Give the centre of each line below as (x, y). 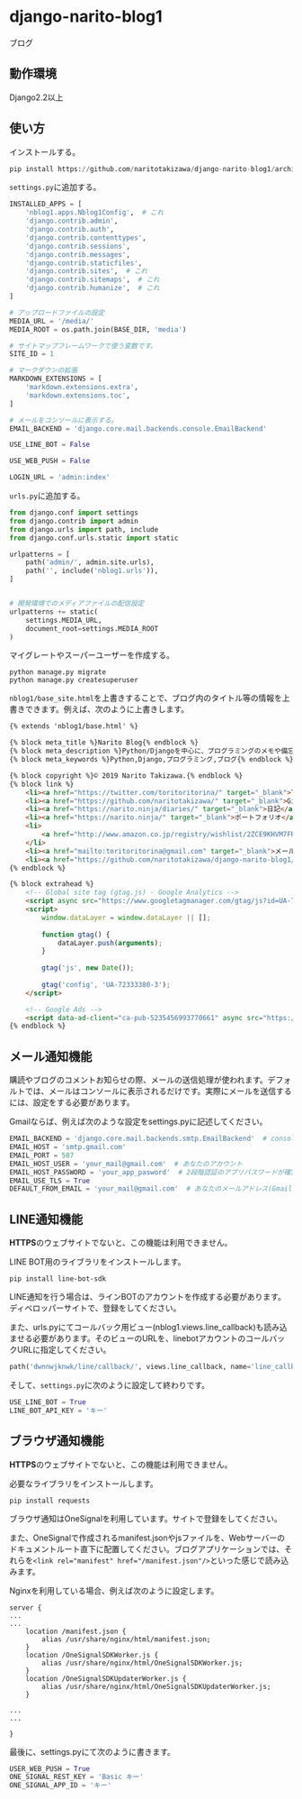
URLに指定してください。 (64, 1350)
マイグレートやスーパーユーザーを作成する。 (92, 655)
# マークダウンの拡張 (44, 370)
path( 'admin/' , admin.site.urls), (90, 562)
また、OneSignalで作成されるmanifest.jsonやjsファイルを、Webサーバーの (147, 1538)
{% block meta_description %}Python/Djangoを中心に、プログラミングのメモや (145, 751)
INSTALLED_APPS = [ (46, 205)
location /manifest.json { (76, 1631)
